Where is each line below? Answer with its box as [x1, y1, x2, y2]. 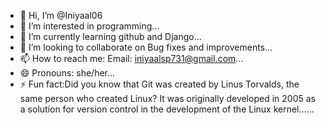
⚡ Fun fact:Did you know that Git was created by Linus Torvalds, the [19, 78, 300, 90]
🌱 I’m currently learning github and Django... [19, 31, 202, 42]
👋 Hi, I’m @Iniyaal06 [19, 10, 103, 21]
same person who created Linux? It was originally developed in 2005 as [19, 93, 317, 104]
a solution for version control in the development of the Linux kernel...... [19, 103, 315, 115]
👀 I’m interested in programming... [19, 20, 160, 32]
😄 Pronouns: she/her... [19, 67, 116, 79]
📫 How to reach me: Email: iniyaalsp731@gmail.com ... [19, 53, 244, 64]
